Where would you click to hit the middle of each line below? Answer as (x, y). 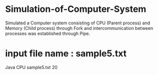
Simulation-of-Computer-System (76, 9)
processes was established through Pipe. (48, 33)
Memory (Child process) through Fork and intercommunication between (79, 28)
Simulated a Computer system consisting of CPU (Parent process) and (78, 23)
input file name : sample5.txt (66, 54)
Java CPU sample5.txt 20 (31, 67)
